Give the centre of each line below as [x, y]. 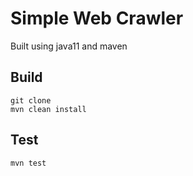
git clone [31, 100]
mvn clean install [48, 109]
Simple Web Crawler [97, 18]
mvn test [28, 163]
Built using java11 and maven [69, 46]
